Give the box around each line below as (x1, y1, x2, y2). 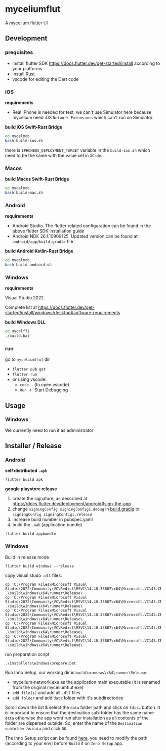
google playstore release (5, 486, 57, 492)
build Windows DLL (5, 319, 46, 325)
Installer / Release (5, 442, 62, 450)
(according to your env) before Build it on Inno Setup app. (5, 740, 124, 746)
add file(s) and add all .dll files (12, 689, 81, 696)
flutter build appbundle (5, 531, 56, 536)
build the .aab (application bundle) (12, 522, 83, 528)
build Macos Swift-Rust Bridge (5, 176, 69, 182)
